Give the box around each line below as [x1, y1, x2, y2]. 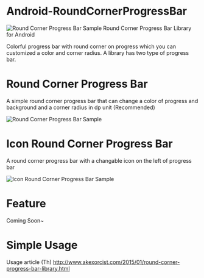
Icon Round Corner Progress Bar [6, 137, 173, 151]
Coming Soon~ [6, 216, 44, 224]
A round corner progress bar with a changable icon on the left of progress [6, 157, 192, 164]
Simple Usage [6, 238, 78, 252]
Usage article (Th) [6, 258, 52, 266]
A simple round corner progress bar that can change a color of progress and [6, 97, 199, 104]
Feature [6, 197, 46, 210]
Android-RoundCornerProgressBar [6, 4, 188, 18]
